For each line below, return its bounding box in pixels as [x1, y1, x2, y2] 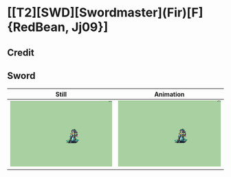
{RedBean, [7, 19, 69, 35]
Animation [154, 90, 185, 98]
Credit [7, 47, 34, 58]
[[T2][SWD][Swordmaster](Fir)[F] [7, 5, 203, 21]
